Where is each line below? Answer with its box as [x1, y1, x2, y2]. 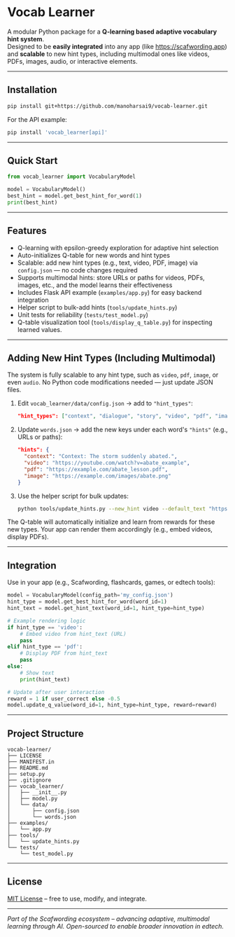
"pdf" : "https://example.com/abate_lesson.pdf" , [24, 466, 169, 473]
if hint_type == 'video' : [7, 624, 83, 631]
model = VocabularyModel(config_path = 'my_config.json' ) [7, 592, 173, 599]
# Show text [20, 669, 55, 676]
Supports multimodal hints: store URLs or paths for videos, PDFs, [17, 273, 205, 282]
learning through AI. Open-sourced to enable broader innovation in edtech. [7, 922, 224, 930]
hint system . [7, 34, 44, 43]
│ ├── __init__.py [7, 789, 68, 796]
